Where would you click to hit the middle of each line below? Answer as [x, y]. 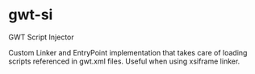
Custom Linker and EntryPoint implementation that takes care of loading [128, 52]
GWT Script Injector [41, 37]
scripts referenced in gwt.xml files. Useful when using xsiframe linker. [124, 61]
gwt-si [31, 15]
